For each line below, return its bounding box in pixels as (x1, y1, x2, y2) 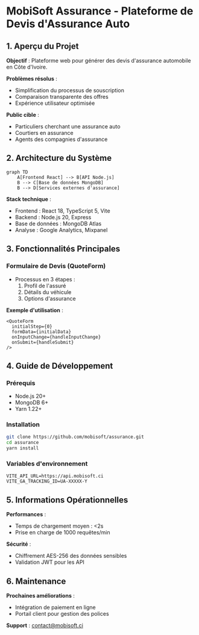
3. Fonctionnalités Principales (6, 244, 121, 254)
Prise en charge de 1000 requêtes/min (14, 529, 110, 536)
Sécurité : (6, 540, 31, 548)
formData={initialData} (11, 328, 71, 335)
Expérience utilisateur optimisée (14, 99, 95, 107)
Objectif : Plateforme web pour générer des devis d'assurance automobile (6, 57, 191, 64)
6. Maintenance (6, 576, 66, 586)
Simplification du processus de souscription (14, 87, 125, 94)
